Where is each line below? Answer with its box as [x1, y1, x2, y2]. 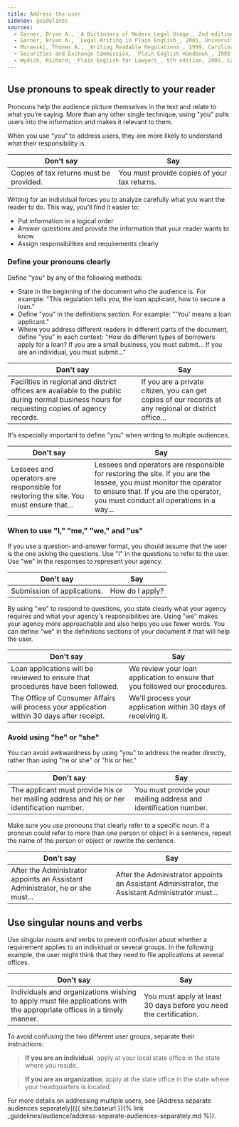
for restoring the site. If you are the [94, 468, 211, 478]
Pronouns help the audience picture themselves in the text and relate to [7, 102, 217, 111]
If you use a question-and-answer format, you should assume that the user [7, 542, 228, 550]
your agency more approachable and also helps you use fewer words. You [7, 620, 225, 628]
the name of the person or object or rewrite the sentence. [7, 837, 176, 845]
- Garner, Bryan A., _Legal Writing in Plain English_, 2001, [14, 37, 202, 44]
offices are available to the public [11, 385, 122, 395]
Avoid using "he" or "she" [7, 732, 100, 742]
